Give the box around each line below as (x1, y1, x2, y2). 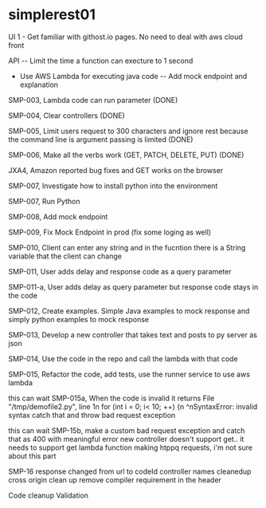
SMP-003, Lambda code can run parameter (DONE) (8, 95, 178, 104)
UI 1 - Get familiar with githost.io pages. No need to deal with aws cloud (8, 32, 243, 41)
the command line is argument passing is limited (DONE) (8, 134, 194, 144)
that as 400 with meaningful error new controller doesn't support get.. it (8, 434, 244, 443)
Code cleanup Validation (8, 490, 89, 500)
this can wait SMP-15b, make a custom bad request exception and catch (8, 425, 245, 435)
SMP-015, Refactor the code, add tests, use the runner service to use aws (8, 369, 251, 379)
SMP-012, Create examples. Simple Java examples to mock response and (8, 305, 250, 316)
